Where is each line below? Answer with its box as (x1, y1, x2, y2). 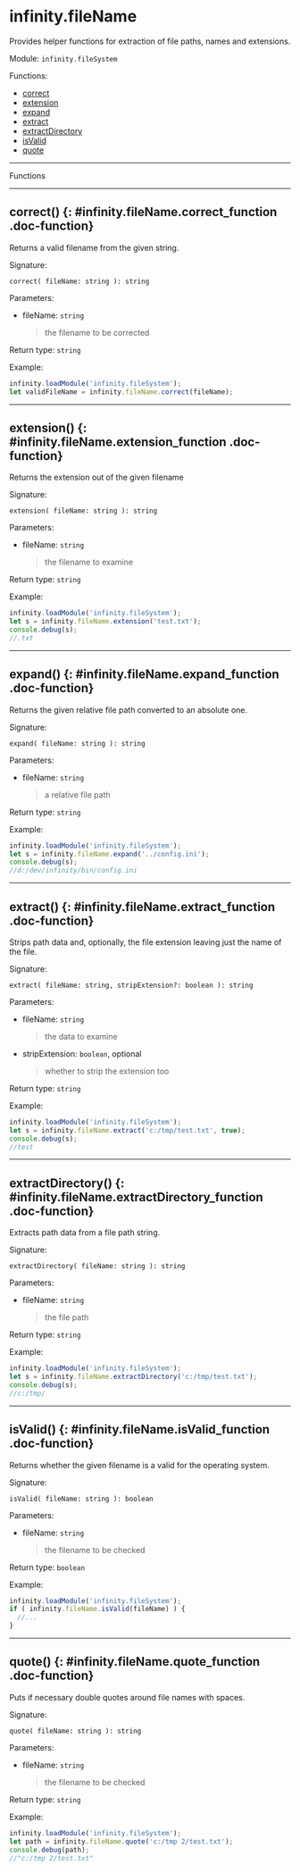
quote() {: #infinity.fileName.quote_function (9, 1654, 261, 1669)
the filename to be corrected (44, 327, 150, 338)
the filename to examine (44, 556, 134, 568)
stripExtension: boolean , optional (21, 1048, 142, 1059)
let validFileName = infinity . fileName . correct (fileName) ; (9, 387, 234, 397)
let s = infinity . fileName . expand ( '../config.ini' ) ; (9, 849, 210, 858)
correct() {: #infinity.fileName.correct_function (9, 205, 278, 220)
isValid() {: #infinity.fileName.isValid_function (9, 1422, 271, 1437)
